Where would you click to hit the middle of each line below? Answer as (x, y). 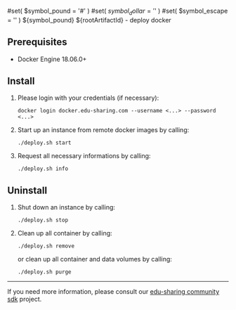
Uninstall (27, 190)
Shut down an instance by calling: (66, 207)
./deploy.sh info (43, 169)
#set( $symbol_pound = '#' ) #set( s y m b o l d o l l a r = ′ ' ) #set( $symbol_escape (118, 12)
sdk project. (25, 299)
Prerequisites (37, 42)
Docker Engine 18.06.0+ (52, 59)
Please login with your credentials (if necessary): (88, 98)
